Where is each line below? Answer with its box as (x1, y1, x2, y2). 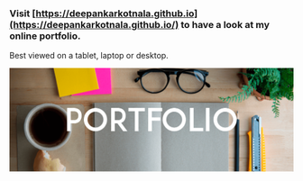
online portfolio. (9, 30, 81, 42)
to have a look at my (179, 18, 271, 31)
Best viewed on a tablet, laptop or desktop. (9, 50, 169, 61)
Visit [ (9, 7, 36, 20)
